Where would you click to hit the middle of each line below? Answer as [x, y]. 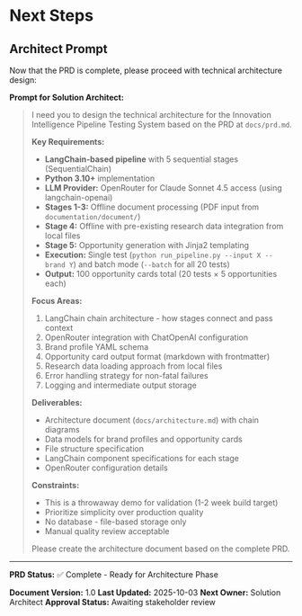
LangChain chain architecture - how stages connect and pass [159, 318]
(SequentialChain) [78, 169]
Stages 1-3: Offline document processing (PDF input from [152, 207]
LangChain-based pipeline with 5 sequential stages [142, 159]
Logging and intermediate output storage [121, 385]
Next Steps [52, 16]
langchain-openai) [79, 197]
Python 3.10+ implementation [100, 178]
